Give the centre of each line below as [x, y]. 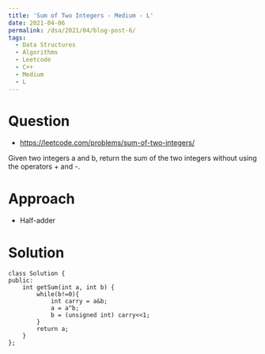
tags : [17, 38]
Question [39, 121]
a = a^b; [65, 308]
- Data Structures [46, 45]
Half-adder [38, 221]
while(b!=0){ [58, 295]
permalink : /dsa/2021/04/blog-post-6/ [72, 30]
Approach [42, 198]
